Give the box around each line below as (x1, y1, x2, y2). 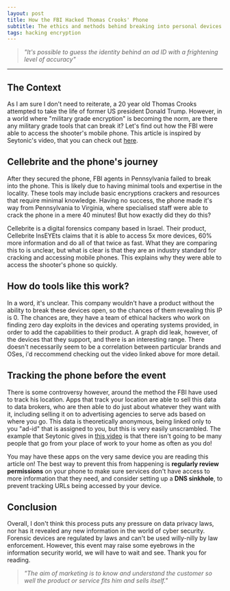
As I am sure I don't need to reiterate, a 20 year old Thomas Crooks (7, 100, 197, 108)
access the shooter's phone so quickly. (7, 260, 118, 268)
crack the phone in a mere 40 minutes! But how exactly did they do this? (7, 211, 211, 219)
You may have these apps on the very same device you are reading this (7, 452, 209, 461)
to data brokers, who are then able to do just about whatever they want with (7, 402, 221, 410)
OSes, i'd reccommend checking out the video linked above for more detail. (7, 349, 220, 358)
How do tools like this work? (7, 281, 129, 292)
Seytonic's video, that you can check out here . (7, 137, 138, 145)
